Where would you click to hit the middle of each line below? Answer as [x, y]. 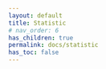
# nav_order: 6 [34, 30]
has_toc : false [34, 52]
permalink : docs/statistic [53, 45]
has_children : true [41, 38]
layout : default [35, 15]
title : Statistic [37, 23]
